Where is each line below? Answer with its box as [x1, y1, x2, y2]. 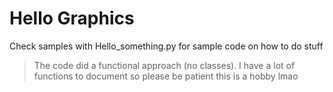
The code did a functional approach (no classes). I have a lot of [33, 59, 296, 71]
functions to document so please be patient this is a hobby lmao [33, 70, 299, 82]
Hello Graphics [9, 7, 135, 30]
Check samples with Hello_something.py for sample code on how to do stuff [9, 40, 324, 52]
